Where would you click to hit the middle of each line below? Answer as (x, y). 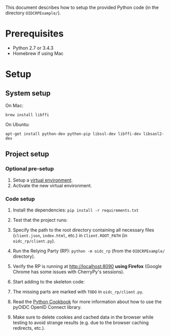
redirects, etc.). (29, 328)
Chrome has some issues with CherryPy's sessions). (69, 272)
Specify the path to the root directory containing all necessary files (83, 230)
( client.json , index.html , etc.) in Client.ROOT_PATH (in (70, 235)
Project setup (27, 154)
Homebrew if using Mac (38, 53)
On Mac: (14, 105)
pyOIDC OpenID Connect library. (47, 307)
